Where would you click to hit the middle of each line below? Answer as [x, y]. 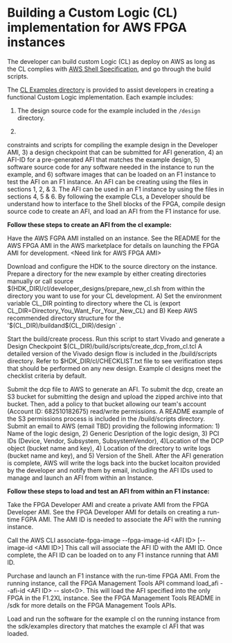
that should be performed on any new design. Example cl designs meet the [114, 368]
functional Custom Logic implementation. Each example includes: [100, 97]
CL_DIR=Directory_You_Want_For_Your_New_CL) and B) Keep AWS [102, 310]
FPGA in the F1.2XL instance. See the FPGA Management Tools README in [114, 598]
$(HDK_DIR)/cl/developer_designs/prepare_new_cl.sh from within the [106, 288]
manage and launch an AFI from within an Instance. [80, 478]
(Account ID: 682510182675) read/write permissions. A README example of [116, 411]
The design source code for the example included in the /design [109, 110]
